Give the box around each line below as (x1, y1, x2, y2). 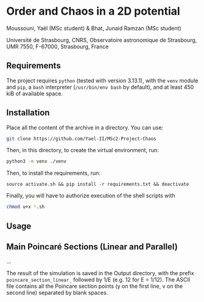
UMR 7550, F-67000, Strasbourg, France (6, 43, 109, 50)
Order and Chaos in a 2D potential (6, 4, 181, 18)
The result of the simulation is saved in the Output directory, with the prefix (6, 270, 194, 277)
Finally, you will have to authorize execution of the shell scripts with (6, 192, 175, 199)
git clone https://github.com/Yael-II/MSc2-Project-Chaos (6, 136, 157, 142)
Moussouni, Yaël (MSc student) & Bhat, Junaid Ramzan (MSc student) (6, 24, 181, 32)
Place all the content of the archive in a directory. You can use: (6, 123, 163, 131)
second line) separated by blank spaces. (6, 289, 108, 296)
